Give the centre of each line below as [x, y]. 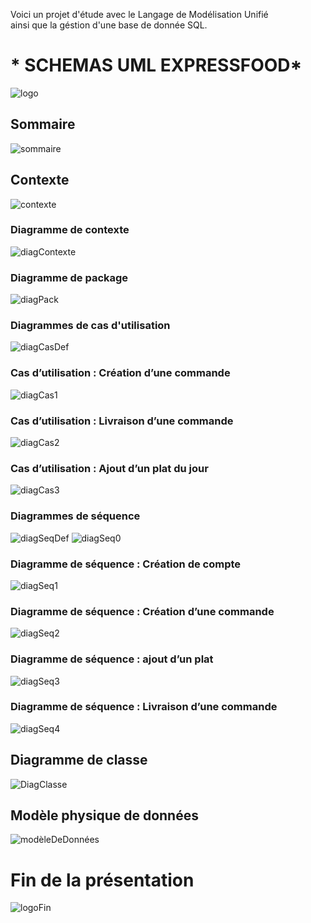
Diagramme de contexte [70, 230]
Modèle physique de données [104, 815]
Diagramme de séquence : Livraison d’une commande [144, 707]
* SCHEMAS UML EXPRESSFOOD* [156, 65]
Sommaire [43, 124]
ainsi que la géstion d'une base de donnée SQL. [109, 25]
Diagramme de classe [79, 760]
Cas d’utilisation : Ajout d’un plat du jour [109, 468]
